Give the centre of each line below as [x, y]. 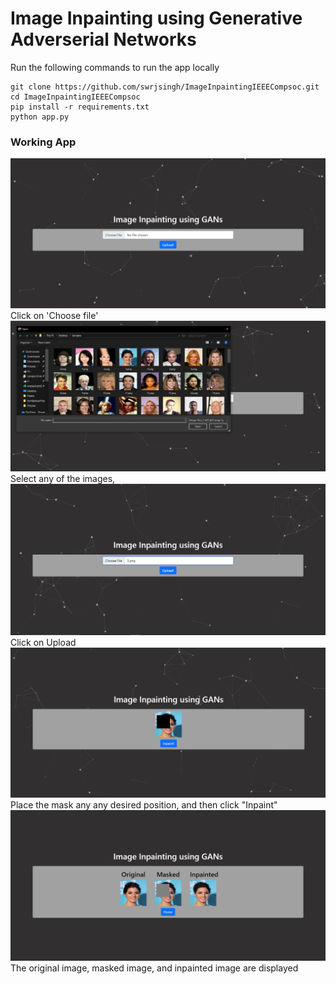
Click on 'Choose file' [54, 316]
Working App [43, 142]
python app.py [40, 117]
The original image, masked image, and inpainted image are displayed [154, 968]
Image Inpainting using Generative [156, 18]
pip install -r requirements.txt [80, 107]
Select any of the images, [63, 479]
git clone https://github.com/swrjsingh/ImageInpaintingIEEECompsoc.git [165, 87]
